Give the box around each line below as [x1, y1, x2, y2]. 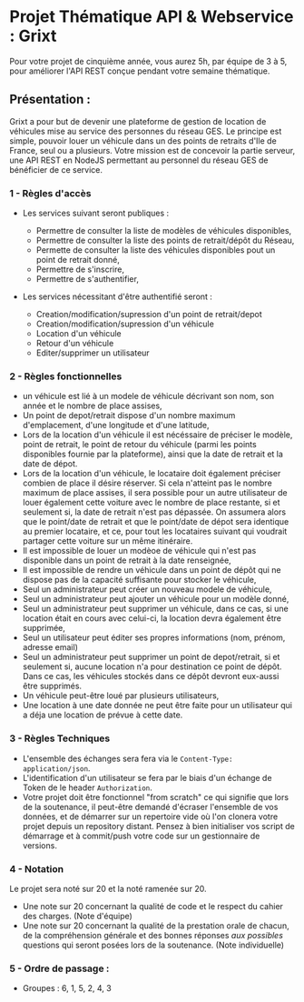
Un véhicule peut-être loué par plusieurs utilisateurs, [22, 690, 220, 701]
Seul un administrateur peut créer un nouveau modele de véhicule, [22, 584, 272, 595]
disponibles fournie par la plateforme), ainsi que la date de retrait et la [22, 448, 284, 460]
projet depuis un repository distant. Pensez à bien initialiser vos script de [22, 820, 295, 831]
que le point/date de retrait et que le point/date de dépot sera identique [22, 516, 289, 527]
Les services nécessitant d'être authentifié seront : [22, 291, 213, 302]
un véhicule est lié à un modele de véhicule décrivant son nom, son [22, 391, 275, 402]
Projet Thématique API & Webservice [9, 6, 294, 27]
